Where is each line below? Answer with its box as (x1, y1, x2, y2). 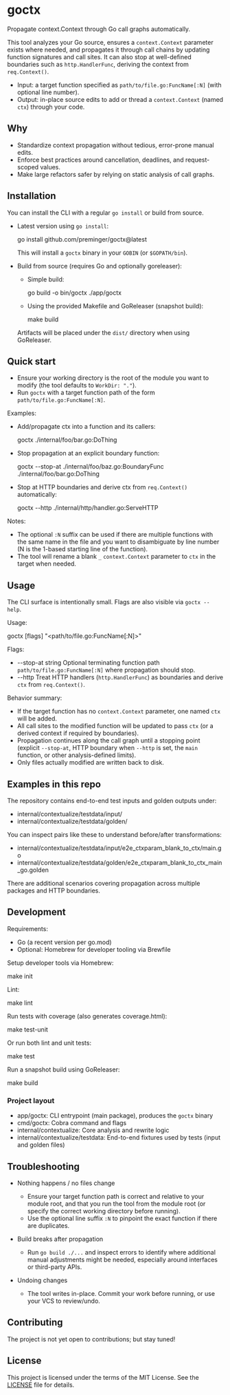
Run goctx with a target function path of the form (16, 388, 156, 397)
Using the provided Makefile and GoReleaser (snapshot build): (27, 301, 204, 310)
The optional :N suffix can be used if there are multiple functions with (16, 531, 214, 539)
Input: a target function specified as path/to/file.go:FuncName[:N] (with (16, 81, 222, 89)
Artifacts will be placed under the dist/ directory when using (16, 328, 190, 337)
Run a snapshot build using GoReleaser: (7, 1065, 120, 1074)
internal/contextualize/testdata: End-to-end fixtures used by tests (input (16, 1133, 221, 1142)
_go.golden (16, 866, 49, 874)
